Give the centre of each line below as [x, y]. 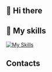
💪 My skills [26, 31]
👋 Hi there [24, 11]
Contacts [23, 63]
